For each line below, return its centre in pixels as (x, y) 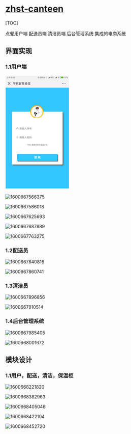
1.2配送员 (17, 250)
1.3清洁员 (17, 286)
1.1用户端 (16, 67)
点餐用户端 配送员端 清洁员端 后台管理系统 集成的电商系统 (65, 33)
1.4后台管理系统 (25, 321)
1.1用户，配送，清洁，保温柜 (39, 375)
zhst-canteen (35, 9)
